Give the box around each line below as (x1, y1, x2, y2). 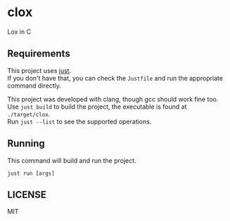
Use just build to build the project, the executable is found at (7, 102, 187, 111)
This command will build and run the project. (7, 156, 136, 165)
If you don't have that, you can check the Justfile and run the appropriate (7, 74, 224, 82)
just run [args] (7, 170, 55, 177)
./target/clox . (7, 109, 51, 118)
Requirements (7, 48, 70, 60)
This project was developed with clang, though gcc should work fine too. (7, 95, 219, 103)
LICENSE (7, 189, 47, 201)
